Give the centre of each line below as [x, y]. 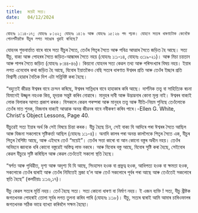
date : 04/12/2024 [30, 17]
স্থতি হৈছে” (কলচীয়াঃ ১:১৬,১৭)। [34, 178]
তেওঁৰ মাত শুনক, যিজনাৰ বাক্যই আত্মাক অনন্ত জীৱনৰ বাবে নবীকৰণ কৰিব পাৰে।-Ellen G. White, [91, 108]
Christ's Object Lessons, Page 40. [48, 115]
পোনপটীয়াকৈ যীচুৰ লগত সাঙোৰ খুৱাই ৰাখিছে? [42, 39]
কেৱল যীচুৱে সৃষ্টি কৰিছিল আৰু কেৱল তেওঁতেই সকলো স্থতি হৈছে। [60, 154]
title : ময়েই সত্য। [26, 12]
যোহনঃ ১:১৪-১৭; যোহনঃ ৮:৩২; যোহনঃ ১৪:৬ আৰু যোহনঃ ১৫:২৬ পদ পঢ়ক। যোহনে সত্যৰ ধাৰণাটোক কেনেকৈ [98, 33]
